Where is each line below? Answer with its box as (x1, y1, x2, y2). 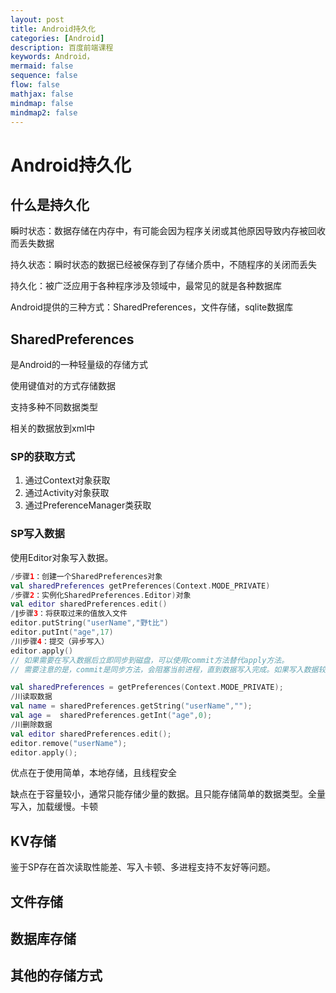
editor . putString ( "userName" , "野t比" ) (10, 618, 169, 628)
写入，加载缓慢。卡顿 (10, 801, 98, 813)
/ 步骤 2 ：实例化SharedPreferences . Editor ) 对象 (10, 590, 192, 600)
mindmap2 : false (10, 107, 78, 118)
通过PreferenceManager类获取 (24, 499, 152, 511)
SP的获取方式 (10, 450, 76, 464)
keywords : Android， (10, 52, 95, 62)
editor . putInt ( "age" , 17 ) (10, 627, 114, 638)
